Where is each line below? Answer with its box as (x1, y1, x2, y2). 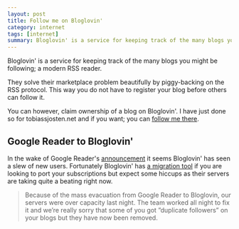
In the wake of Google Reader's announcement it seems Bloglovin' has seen (7, 154, 231, 163)
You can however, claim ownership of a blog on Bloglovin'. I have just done (7, 107, 226, 116)
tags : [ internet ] (7, 30, 59, 38)
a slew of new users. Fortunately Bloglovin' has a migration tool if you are (7, 161, 223, 170)
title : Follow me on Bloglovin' (7, 17, 103, 24)
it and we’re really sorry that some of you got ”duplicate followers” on (24, 205, 228, 214)
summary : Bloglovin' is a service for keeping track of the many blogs (7, 37, 224, 44)
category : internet (7, 24, 65, 31)
